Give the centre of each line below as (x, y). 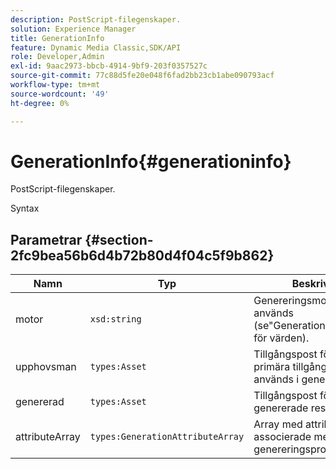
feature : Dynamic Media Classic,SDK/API (96, 47)
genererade (281, 408)
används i (276, 379)
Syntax (25, 208)
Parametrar (46, 239)
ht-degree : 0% (40, 103)
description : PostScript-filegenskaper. (96, 19)
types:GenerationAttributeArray (167, 437)
